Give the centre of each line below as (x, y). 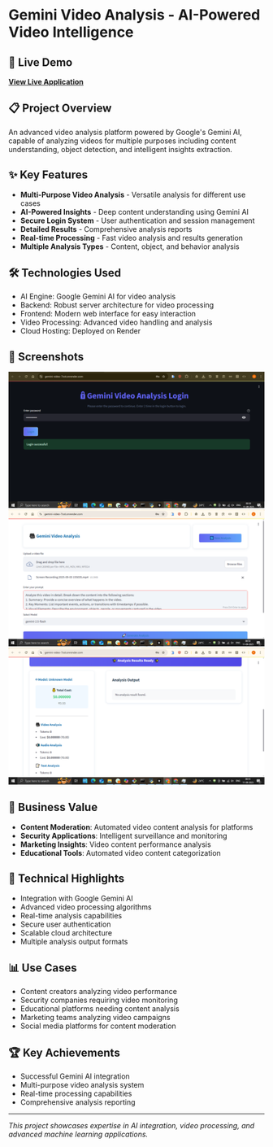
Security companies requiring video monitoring (99, 1000)
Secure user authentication (65, 924)
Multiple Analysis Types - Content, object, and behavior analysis (130, 246)
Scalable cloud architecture (66, 932)
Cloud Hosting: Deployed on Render (80, 331)
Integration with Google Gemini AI (76, 898)
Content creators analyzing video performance (98, 992)
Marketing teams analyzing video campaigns (95, 1018)
